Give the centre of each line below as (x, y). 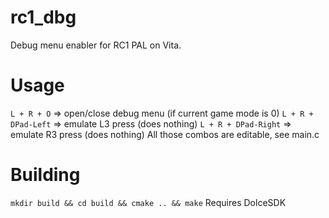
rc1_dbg (43, 17)
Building (45, 175)
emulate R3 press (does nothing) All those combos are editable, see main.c (165, 134)
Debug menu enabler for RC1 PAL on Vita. (96, 45)
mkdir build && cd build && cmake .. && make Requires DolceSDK (148, 202)
